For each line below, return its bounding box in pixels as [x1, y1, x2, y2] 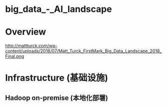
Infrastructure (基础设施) [5, 72, 108, 84]
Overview [5, 26, 46, 38]
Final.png [5, 53, 24, 59]
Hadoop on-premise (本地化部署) [5, 94, 108, 102]
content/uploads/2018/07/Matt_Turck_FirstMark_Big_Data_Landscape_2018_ [5, 48, 162, 54]
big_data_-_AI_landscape [5, 3, 112, 15]
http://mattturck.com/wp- [5, 43, 58, 49]
